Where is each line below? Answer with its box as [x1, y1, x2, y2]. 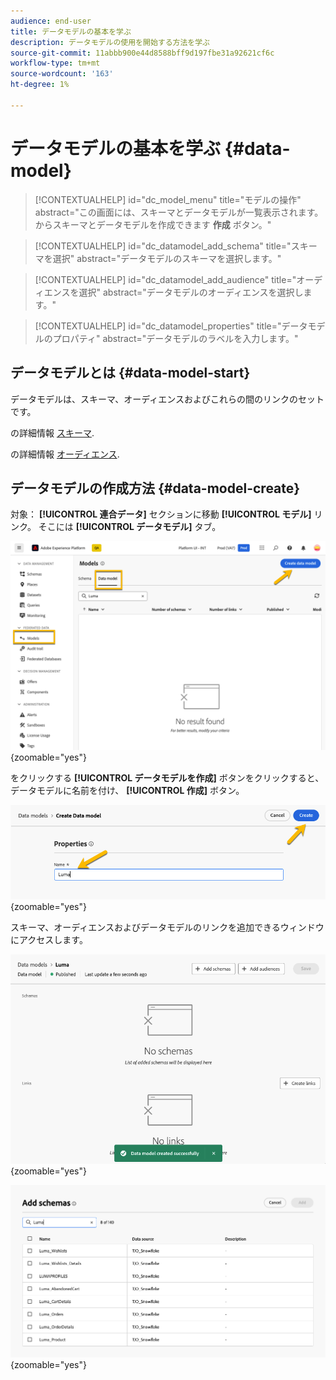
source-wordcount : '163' [10, 69, 114, 79]
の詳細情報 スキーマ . [10, 426, 95, 439]
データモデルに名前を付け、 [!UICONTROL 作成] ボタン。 [10, 785, 245, 797]
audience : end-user [10, 16, 92, 26]
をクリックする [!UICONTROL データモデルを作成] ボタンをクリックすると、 [10, 772, 325, 784]
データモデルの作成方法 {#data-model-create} [10, 480, 301, 497]
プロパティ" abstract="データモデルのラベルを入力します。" [52, 332, 299, 344]
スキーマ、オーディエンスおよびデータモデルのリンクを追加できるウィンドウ [10, 921, 325, 933]
